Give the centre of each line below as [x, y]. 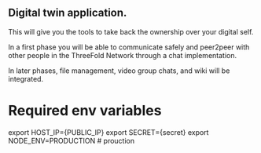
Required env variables [85, 111]
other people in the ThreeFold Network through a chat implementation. [123, 55]
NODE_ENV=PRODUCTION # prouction [72, 140]
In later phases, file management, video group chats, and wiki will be [119, 71]
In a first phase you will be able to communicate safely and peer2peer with [129, 47]
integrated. [26, 78]
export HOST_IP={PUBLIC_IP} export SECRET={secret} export [108, 132]
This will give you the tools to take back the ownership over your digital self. [131, 31]
